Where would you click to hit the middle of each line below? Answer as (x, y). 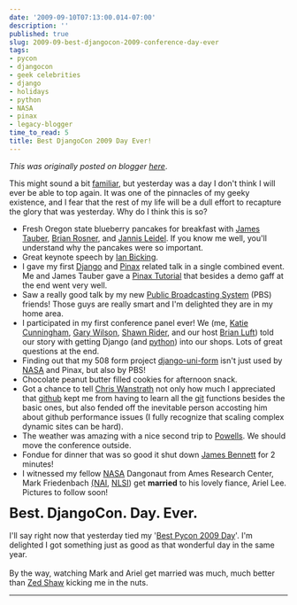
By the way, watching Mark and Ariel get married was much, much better (142, 573)
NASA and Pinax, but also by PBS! (84, 369)
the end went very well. (65, 285)
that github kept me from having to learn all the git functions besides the (153, 398)
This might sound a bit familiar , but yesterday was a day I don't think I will (142, 183)
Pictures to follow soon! (65, 492)
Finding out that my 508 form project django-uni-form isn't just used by (152, 361)
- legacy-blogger (41, 125)
